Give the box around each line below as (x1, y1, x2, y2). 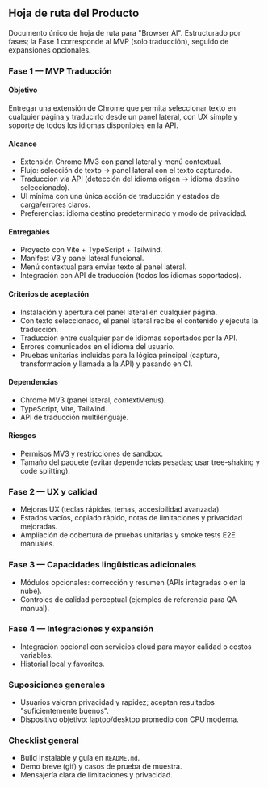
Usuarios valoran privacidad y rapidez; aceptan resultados (19, 697, 216, 707)
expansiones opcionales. (8, 44, 91, 55)
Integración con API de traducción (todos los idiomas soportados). (19, 271, 242, 280)
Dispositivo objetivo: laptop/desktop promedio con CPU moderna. (19, 714, 240, 724)
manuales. (19, 539, 55, 549)
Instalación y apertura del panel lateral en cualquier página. (19, 307, 218, 317)
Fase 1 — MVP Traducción (8, 65, 113, 76)
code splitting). (19, 466, 71, 475)
